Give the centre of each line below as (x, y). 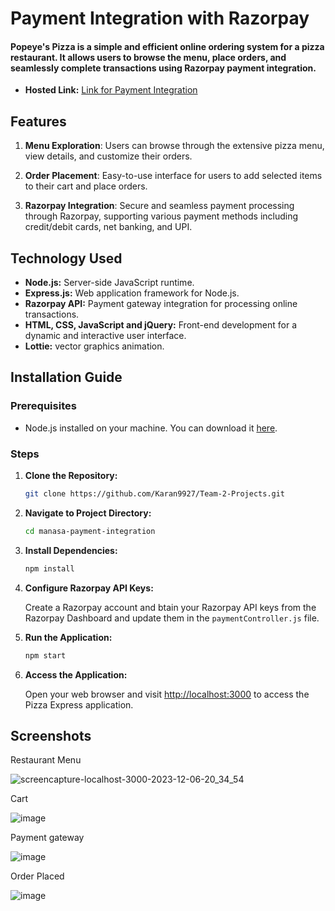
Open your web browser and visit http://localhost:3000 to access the (167, 694)
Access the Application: (76, 674)
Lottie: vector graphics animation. (94, 346)
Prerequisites (43, 406)
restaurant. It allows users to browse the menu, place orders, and (148, 57)
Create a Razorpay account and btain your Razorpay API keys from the (170, 607)
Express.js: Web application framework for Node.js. (132, 293)
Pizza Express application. (79, 704)
